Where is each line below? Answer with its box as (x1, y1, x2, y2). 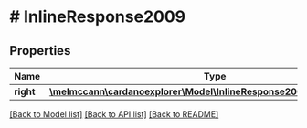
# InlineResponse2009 (9, 6, 185, 27)
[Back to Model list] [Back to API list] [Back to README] (9, 109, 219, 120)
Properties (9, 43, 71, 59)
